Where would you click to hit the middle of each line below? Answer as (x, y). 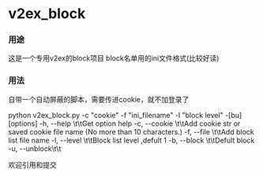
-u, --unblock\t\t (35, 148)
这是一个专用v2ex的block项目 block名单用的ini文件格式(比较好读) (114, 58)
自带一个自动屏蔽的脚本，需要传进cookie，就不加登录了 (99, 99)
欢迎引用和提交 (32, 164)
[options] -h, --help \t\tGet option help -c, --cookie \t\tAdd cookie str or (124, 124)
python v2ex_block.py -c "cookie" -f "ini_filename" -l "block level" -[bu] (125, 115)
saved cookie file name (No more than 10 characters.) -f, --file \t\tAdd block (131, 131)
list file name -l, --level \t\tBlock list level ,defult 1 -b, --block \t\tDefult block (131, 140)
